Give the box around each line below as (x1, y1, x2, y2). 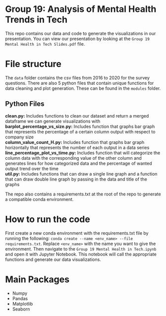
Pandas (12, 295, 28, 301)
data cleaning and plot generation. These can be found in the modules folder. (5, 85, 161, 91)
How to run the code (5, 213, 90, 225)
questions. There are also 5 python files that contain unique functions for (5, 80, 154, 86)
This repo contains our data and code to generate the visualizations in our (5, 30, 156, 36)
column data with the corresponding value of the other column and (5, 155, 142, 161)
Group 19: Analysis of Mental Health (5, 3, 157, 15)
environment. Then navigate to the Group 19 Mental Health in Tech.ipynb (5, 246, 157, 252)
